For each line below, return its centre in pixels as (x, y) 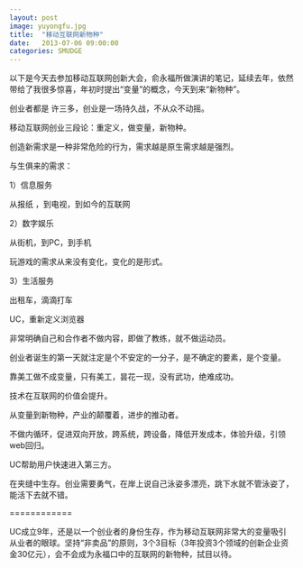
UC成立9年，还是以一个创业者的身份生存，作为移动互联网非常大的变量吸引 (148, 532)
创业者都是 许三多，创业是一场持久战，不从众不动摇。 (109, 108)
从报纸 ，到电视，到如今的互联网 (70, 205)
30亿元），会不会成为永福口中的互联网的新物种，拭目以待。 (127, 554)
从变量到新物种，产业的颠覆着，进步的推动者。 (96, 415)
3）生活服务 (32, 281)
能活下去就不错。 (41, 495)
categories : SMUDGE (46, 51)
